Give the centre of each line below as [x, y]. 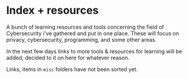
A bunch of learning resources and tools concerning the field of [85, 27]
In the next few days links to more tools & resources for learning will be [94, 51]
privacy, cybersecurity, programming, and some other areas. [81, 39]
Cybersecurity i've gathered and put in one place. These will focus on [93, 33]
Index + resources [52, 10]
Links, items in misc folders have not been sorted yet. [72, 69]
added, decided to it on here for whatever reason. [68, 57]
